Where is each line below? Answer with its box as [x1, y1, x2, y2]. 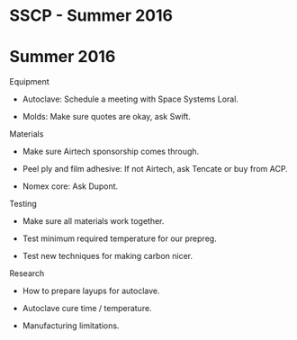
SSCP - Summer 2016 [9, 5, 174, 26]
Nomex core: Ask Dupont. [22, 181, 119, 192]
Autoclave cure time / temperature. [22, 303, 152, 314]
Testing [9, 199, 38, 210]
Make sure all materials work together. [22, 216, 165, 227]
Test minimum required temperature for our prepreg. [22, 233, 218, 244]
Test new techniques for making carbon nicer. [22, 251, 193, 262]
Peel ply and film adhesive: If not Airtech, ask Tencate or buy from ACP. [22, 164, 288, 174]
